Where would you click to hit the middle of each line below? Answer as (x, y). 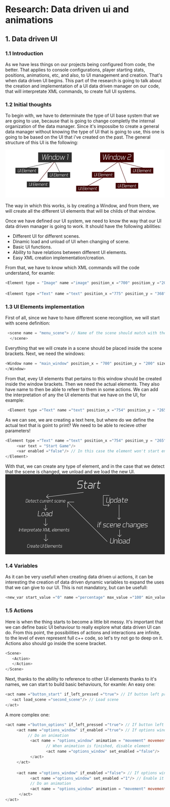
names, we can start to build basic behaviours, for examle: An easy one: (80, 685)
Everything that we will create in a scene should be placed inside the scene (84, 348)
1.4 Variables (22, 566)
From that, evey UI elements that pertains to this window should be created (83, 378)
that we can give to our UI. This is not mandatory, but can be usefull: (76, 588)
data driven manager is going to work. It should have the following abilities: (83, 227)
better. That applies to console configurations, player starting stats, (75, 70)
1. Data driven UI (31, 39)
